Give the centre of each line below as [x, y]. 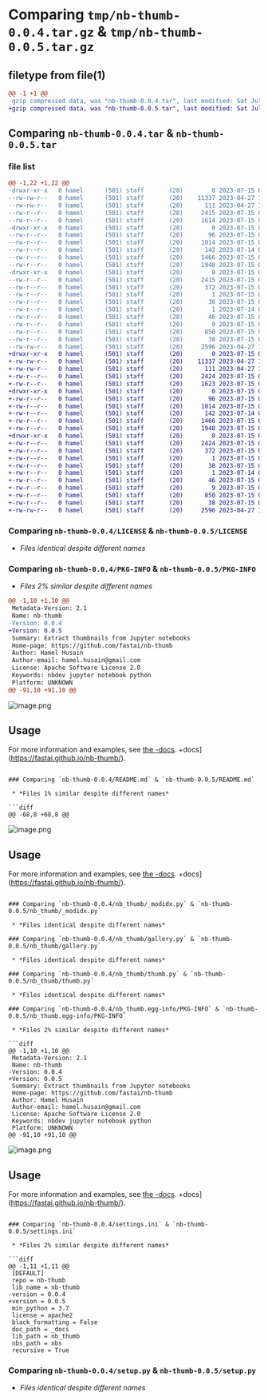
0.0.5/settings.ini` [43, 1232]
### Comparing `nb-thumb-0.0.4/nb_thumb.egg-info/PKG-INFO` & [114, 1009]
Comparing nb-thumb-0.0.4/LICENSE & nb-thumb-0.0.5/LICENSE [128, 531]
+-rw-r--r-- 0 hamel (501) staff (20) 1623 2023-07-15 [132, 384]
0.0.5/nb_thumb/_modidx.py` [55, 911]
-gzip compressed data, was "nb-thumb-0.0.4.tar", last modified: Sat [128, 101]
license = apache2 [42, 1316]
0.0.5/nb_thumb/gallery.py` [55, 946]
